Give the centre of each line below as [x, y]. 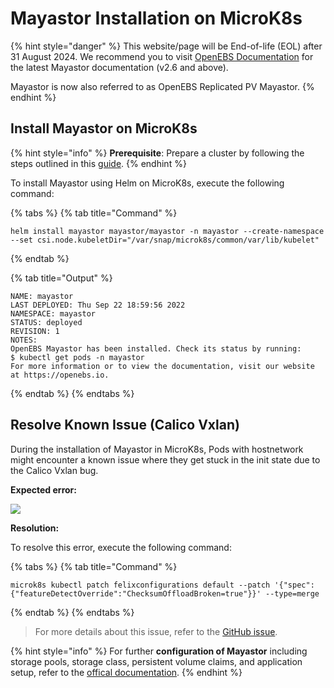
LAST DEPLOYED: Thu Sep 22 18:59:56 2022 [98, 305]
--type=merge [292, 593]
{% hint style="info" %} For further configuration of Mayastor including [159, 651]
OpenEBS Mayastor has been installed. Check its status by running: [156, 348]
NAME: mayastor [42, 296]
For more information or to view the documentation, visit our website [162, 366]
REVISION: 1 [35, 331]
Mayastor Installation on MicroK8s [156, 18]
